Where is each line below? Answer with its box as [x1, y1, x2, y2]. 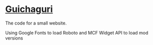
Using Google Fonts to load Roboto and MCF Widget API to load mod [5, 29, 148, 35]
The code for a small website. [5, 20, 67, 26]
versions [5, 35, 23, 41]
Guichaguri [5, 3, 53, 15]
